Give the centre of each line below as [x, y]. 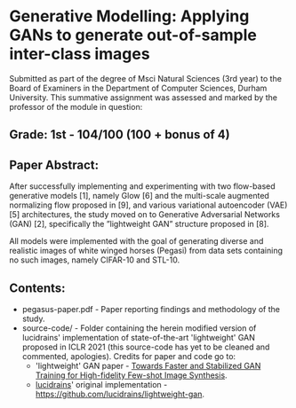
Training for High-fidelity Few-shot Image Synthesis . [132, 375]
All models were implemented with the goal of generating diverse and [136, 241]
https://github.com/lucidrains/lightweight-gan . [120, 394]
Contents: [37, 288]
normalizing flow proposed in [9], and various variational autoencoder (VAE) [148, 205]
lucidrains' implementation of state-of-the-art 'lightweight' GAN [139, 337]
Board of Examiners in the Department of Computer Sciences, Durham [138, 88]
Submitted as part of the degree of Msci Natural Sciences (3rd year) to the [146, 78]
